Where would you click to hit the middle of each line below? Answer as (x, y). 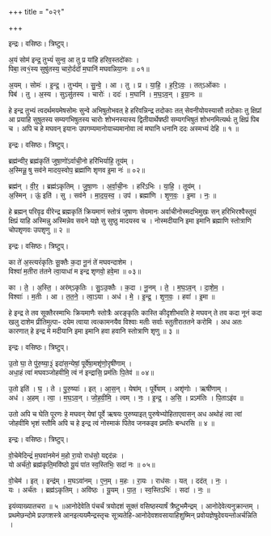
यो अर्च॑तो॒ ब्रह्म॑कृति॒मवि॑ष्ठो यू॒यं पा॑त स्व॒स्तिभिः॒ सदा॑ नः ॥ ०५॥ (82, 464)
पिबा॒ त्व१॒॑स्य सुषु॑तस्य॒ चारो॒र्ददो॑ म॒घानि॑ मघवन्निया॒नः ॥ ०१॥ (79, 69)
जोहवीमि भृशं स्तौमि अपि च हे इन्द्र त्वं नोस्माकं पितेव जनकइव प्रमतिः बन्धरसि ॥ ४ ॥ (112, 423)
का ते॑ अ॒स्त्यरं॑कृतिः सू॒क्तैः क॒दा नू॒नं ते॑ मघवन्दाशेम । (71, 262)
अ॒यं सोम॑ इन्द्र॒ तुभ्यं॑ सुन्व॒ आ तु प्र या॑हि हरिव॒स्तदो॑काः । (74, 60)
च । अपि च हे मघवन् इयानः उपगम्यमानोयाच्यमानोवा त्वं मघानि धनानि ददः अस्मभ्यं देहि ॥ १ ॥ (124, 128)
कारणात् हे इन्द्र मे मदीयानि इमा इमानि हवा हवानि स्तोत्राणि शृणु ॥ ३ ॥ (94, 331)
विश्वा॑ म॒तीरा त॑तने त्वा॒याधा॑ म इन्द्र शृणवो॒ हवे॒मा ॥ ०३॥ (75, 271)
